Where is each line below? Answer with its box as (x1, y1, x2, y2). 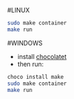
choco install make (7, 73, 64, 80)
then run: (17, 60, 44, 68)
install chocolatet (17, 52, 67, 60)
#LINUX (7, 6, 30, 14)
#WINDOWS (7, 39, 43, 47)
